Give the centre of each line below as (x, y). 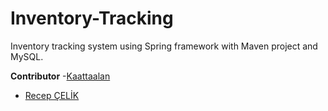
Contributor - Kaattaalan (60, 76)
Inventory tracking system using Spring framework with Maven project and (164, 46)
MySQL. (27, 56)
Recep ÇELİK (52, 95)
